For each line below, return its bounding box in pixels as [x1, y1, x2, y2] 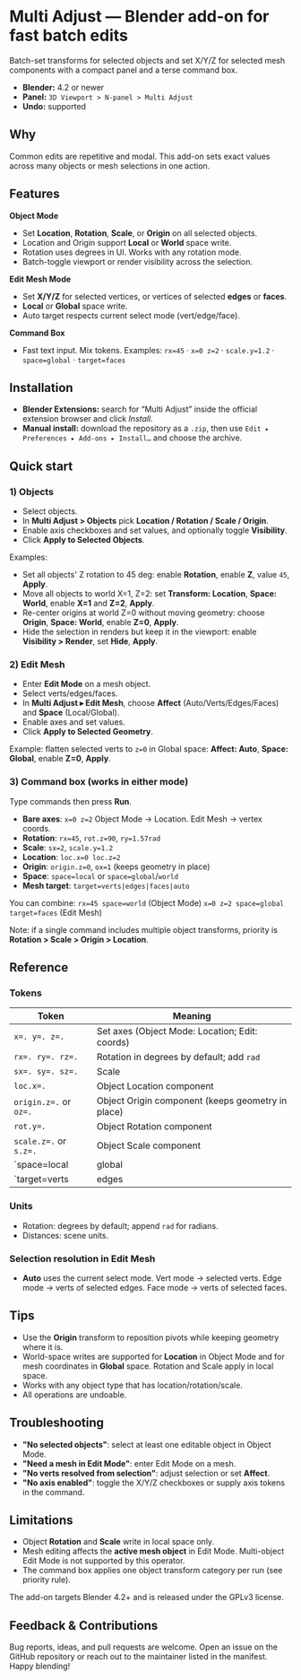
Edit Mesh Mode [9, 274, 72, 284]
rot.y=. [13, 1121, 47, 1132]
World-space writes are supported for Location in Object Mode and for [21, 1351, 285, 1362]
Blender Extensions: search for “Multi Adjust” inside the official [21, 404, 258, 414]
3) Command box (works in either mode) [9, 776, 189, 788]
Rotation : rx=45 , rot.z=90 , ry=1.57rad [21, 832, 161, 843]
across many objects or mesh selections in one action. [9, 160, 211, 171]
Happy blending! [9, 1661, 71, 1672]
